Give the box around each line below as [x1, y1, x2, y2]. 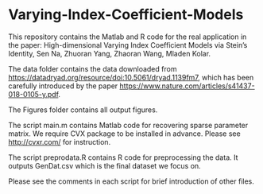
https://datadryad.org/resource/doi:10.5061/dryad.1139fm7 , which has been [8, 72, 254, 82]
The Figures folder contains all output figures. [8, 105, 158, 114]
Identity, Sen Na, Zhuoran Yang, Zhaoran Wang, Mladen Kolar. [8, 48, 211, 58]
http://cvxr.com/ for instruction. [8, 137, 111, 146]
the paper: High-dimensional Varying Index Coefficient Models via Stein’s [8, 40, 248, 49]
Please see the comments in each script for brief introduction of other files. [8, 177, 254, 186]
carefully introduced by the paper [8, 81, 118, 91]
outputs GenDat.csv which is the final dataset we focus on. [8, 161, 201, 170]
